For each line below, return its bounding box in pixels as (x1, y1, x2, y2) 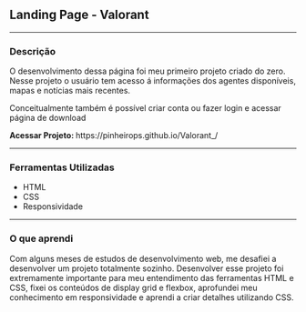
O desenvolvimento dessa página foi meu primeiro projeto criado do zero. (9, 65, 286, 76)
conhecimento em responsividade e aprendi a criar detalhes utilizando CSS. (9, 291, 294, 303)
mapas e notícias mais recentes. (9, 86, 130, 96)
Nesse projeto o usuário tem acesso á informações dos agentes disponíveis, (9, 75, 296, 86)
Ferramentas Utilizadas (9, 161, 116, 174)
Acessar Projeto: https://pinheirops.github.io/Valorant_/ (9, 130, 219, 141)
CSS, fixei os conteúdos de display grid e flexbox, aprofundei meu (9, 282, 258, 293)
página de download (9, 113, 87, 124)
